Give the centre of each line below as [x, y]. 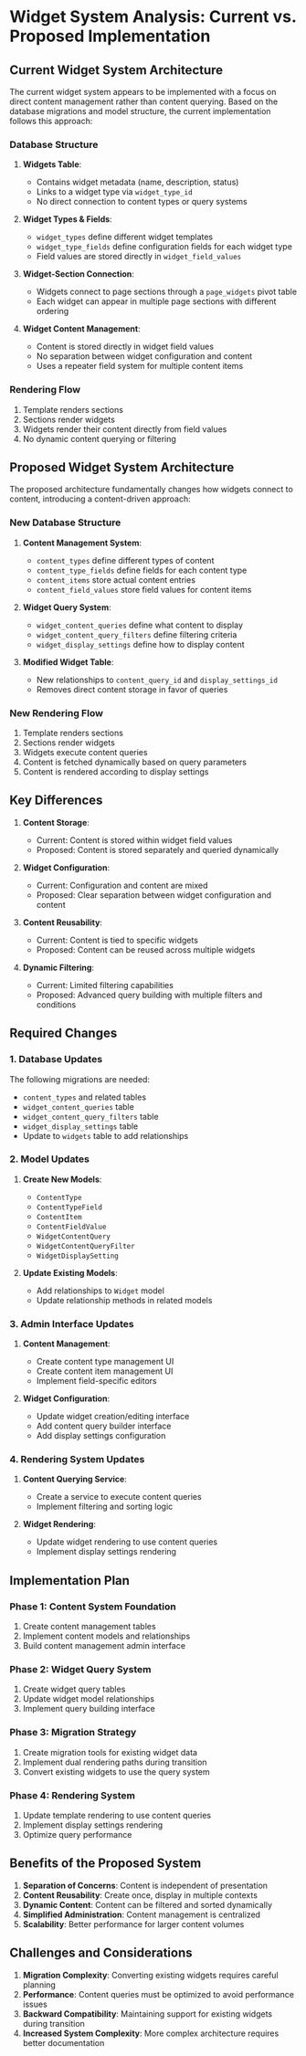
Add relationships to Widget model [100, 1291]
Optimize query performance [77, 1834]
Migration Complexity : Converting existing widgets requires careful [150, 1975]
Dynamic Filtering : [58, 967]
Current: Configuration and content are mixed [122, 885]
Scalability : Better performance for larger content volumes [133, 1924]
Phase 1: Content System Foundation [93, 1607]
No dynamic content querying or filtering [99, 438]
